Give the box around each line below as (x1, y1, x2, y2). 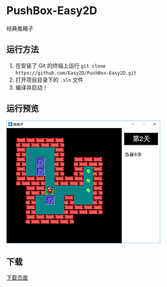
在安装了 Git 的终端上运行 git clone (15, 62, 106, 69)
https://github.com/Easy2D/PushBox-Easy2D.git (15, 70, 137, 76)
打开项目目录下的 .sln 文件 (15, 76, 84, 83)
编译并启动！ (15, 83, 48, 91)
